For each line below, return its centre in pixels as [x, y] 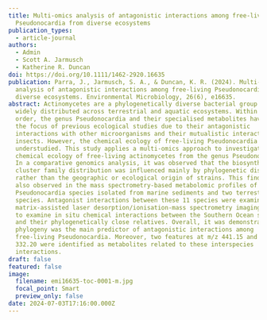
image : [19, 274]
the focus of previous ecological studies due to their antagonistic [133, 126]
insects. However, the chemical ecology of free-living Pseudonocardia [137, 141]
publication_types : [41, 30]
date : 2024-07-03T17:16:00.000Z [62, 303]
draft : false [30, 259]
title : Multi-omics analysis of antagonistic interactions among [118, 15]
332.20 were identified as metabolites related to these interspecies [135, 245]
